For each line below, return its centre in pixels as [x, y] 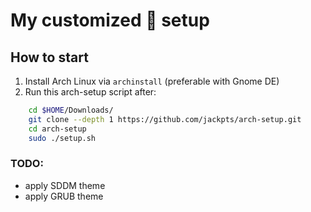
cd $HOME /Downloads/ [71, 110]
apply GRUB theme [64, 196]
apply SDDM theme [65, 185]
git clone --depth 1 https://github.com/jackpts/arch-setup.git [165, 119]
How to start [49, 57]
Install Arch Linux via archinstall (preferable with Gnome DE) [152, 81]
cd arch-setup [57, 129]
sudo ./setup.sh [62, 138]
